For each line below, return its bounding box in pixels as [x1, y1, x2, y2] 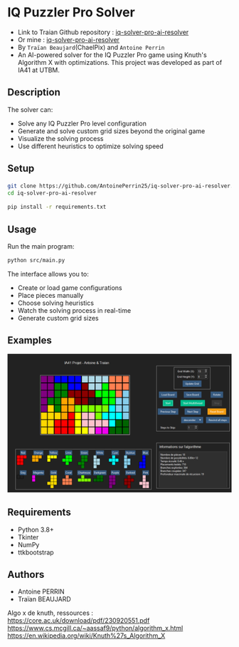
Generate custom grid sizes [17, 314, 99, 322]
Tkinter [17, 532, 39, 542]
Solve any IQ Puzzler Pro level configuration [17, 119, 147, 128]
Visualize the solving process [17, 134, 104, 143]
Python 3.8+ [17, 525, 55, 534]
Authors [7, 568, 45, 581]
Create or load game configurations [17, 283, 122, 292]
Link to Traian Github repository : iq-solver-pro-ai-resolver [17, 28, 189, 36]
